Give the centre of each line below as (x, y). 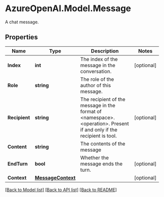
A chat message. (22, 22)
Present (120, 124)
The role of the (97, 79)
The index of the (99, 59)
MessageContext (55, 178)
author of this (96, 85)
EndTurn (18, 163)
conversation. (96, 71)
